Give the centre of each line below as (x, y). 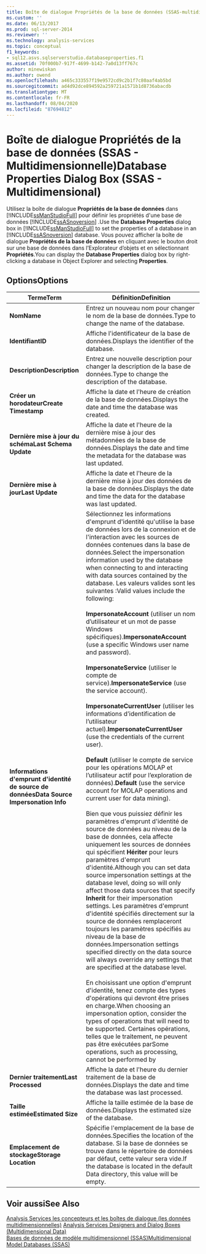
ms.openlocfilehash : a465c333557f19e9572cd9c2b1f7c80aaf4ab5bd (89, 81)
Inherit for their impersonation (129, 898)
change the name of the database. (135, 323)
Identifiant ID (28, 341)
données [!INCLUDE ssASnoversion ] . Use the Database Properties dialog (99, 222)
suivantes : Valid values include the (135, 591)
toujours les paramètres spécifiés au (138, 929)
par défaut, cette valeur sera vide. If (136, 1159)
